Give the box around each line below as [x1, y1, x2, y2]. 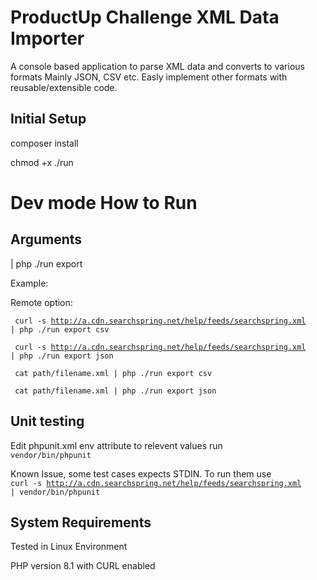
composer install [10, 137, 79, 149]
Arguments [10, 231, 83, 248]
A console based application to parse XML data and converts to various [10, 60, 305, 72]
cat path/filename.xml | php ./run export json [14, 386, 217, 396]
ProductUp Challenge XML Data [10, 6, 280, 29]
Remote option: [10, 296, 73, 308]
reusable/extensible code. [10, 81, 118, 93]
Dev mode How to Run [10, 191, 198, 214]
